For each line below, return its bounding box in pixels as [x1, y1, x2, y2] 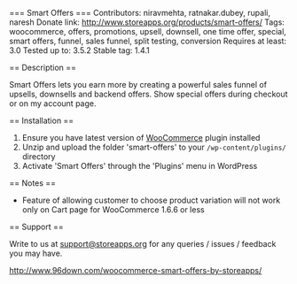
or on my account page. [9, 98, 97, 109]
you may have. [9, 248, 63, 258]
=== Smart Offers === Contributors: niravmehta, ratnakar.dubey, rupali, [9, 8, 270, 18]
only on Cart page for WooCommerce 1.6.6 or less [21, 204, 206, 215]
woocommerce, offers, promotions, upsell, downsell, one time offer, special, [9, 27, 286, 36]
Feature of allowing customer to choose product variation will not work [21, 195, 281, 205]
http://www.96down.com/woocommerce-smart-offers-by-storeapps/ [9, 265, 262, 275]
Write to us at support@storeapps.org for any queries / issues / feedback [9, 239, 277, 249]
